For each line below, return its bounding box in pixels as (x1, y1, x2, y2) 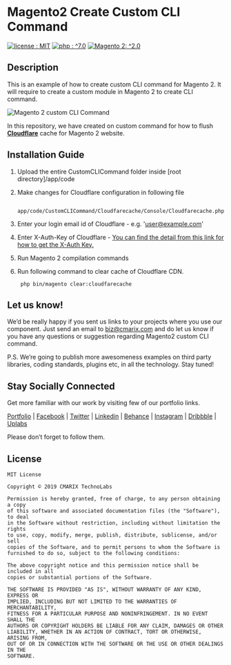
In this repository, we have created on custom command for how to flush (7, 122, 214, 130)
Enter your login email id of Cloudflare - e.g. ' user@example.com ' (17, 219, 204, 228)
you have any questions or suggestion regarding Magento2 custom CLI (7, 332, 209, 341)
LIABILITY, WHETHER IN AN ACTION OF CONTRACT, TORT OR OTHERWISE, (7, 628, 202, 635)
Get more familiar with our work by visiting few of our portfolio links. (7, 399, 200, 407)
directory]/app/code (17, 174, 75, 183)
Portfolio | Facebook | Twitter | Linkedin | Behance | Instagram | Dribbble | (7, 412, 217, 420)
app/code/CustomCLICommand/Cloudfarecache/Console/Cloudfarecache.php (17, 207, 225, 214)
